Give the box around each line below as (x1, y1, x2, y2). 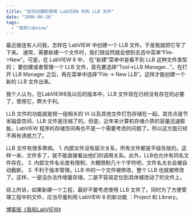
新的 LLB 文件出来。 (6, 78, 54, 85)
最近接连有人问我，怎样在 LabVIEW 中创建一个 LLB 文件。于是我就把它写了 (6, 41, 186, 49)
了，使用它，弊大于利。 (6, 98, 62, 105)
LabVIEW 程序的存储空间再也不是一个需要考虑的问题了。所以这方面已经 (16, 125, 188, 132)
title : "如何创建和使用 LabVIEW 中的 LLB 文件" (6, 8, 114, 15)
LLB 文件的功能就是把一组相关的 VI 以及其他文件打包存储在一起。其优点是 (6, 110, 183, 117)
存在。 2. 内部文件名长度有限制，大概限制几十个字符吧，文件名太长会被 (11, 159, 183, 167)
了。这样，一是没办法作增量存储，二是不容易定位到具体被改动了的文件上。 (6, 174, 185, 181)
